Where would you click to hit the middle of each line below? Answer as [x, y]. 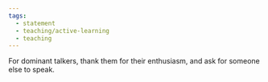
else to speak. [31, 70]
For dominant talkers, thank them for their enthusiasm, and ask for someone [134, 61]
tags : [17, 16]
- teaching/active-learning [63, 31]
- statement [36, 23]
